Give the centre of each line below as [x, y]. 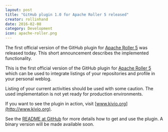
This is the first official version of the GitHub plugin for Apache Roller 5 [78, 68]
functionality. [19, 58]
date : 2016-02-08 [23, 24]
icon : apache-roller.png [31, 33]
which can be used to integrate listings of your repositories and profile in [80, 73]
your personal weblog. [28, 79]
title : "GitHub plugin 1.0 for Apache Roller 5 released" [67, 15]
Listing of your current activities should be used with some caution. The [79, 88]
